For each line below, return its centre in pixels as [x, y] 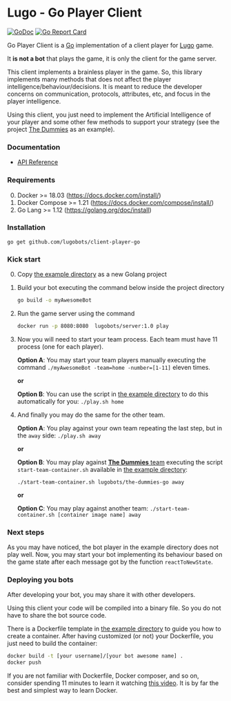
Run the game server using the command [76, 313]
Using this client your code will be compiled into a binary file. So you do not [114, 608]
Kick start [24, 259]
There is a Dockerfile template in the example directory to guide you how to [114, 629]
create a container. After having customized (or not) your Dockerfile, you [110, 636]
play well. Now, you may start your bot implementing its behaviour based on [115, 555]
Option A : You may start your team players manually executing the [111, 359]
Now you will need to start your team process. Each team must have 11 [117, 339]
